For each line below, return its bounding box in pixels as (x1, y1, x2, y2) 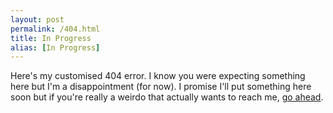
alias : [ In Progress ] (10, 42, 101, 53)
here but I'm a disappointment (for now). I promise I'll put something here (10, 81, 312, 93)
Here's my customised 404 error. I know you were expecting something (10, 70, 306, 82)
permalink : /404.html (10, 24, 101, 34)
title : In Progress (10, 33, 92, 43)
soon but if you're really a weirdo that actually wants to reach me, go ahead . (10, 91, 324, 103)
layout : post (10, 14, 65, 25)
